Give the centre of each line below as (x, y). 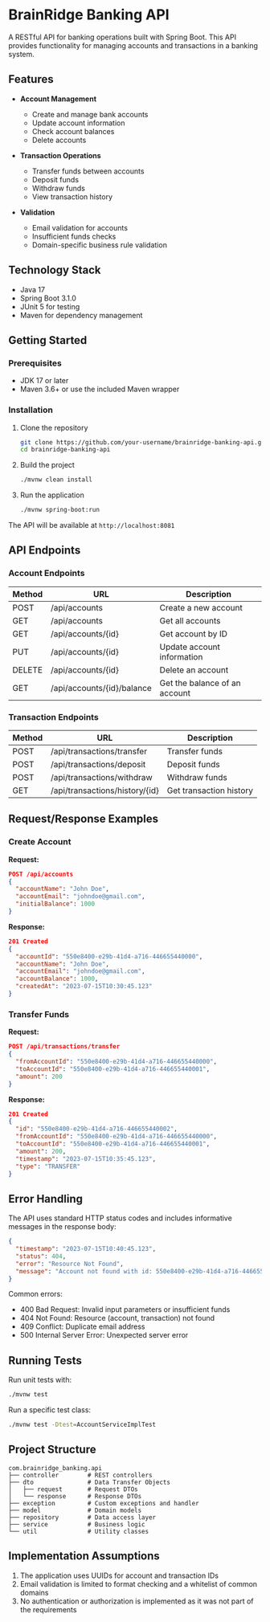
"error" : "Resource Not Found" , (70, 1264)
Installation (31, 410)
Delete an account (194, 670)
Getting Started (48, 340)
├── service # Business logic (77, 1524)
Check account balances (73, 131)
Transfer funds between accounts (88, 171)
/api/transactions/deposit (98, 765)
